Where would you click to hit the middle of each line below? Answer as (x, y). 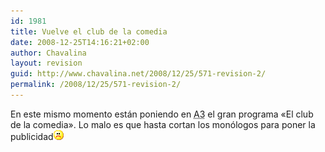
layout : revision (46, 63)
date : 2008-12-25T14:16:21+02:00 (80, 42)
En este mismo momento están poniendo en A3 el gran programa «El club (162, 114)
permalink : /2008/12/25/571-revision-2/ (96, 85)
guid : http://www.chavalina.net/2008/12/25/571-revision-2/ (138, 74)
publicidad (32, 136)
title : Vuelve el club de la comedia (89, 31)
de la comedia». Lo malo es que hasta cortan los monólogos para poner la (163, 124)
